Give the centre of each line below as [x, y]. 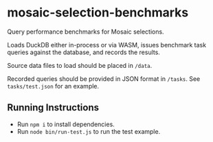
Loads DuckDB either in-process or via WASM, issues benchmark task [107, 45]
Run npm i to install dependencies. [66, 124]
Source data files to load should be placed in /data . [80, 65]
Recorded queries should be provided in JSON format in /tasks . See [104, 79]
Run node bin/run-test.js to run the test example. [89, 131]
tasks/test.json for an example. [53, 86]
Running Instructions [53, 108]
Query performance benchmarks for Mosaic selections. [86, 32]
